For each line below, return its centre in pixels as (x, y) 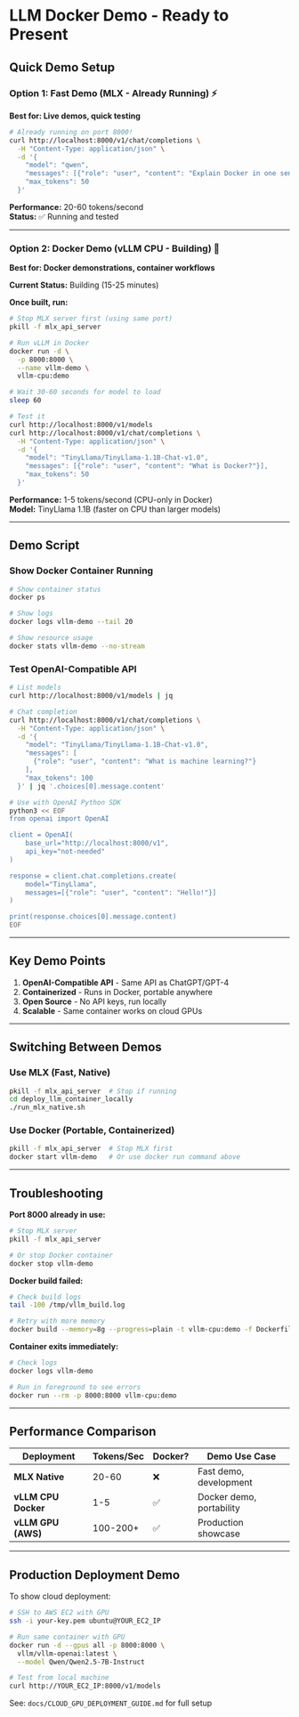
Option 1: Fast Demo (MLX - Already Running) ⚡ (113, 93)
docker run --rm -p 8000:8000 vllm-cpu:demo (93, 1395)
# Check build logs (45, 1297)
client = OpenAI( (41, 835)
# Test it (28, 417)
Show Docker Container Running (81, 571)
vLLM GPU (36, 1523)
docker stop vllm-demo (51, 1263)
